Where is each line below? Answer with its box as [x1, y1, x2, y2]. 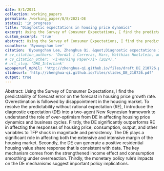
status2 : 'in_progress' [5, 20, 54, 26]
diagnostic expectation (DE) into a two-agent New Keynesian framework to [5, 109, 156, 115]
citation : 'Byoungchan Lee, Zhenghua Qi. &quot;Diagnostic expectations [5, 48, 156, 52]
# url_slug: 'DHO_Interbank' [5, 61, 64, 66]
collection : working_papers [5, 12, 62, 17]
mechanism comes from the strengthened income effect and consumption [5, 150, 155, 156]
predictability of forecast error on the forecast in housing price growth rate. [5, 93, 156, 99]
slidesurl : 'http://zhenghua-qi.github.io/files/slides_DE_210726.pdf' [5, 70, 154, 75]
